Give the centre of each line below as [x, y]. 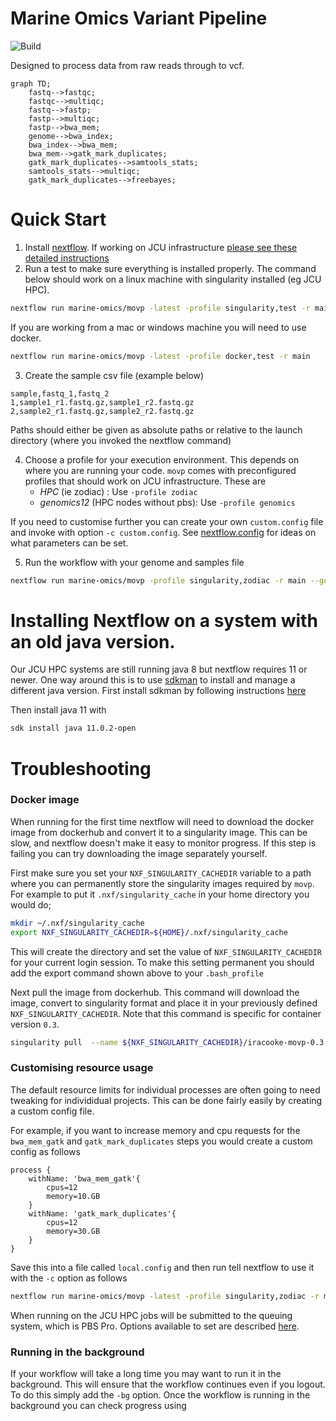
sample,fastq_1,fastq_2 [60, 393]
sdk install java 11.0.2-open [73, 728]
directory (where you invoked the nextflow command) [121, 440]
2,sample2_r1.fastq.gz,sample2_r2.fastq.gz [102, 411]
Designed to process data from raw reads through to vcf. [127, 65]
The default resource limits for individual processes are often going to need [165, 1089]
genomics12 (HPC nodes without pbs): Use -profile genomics [167, 502]
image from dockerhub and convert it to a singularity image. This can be [159, 832]
